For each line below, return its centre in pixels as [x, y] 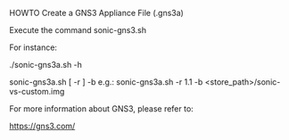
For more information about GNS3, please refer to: [101, 109]
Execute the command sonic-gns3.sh [78, 30]
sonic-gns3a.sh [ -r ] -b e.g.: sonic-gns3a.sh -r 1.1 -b [106, 82]
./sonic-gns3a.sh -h [46, 65]
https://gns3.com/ [42, 126]
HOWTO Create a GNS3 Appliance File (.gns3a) [97, 13]
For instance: [33, 47]
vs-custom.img [37, 91]
